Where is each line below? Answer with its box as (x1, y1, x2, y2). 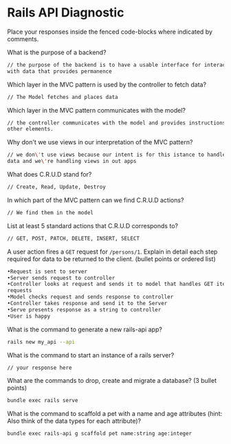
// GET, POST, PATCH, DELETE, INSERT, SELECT (7, 235, 140, 242)
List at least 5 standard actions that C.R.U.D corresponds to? (7, 221, 179, 230)
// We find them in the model (7, 209, 94, 216)
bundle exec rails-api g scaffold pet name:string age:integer (7, 430, 192, 437)
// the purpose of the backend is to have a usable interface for (7, 61, 201, 68)
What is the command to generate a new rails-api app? (7, 325, 163, 333)
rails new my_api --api (7, 338, 76, 345)
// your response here (7, 364, 72, 371)
